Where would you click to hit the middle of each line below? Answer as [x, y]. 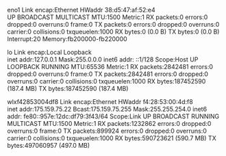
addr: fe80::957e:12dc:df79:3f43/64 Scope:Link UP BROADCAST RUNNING [113, 116]
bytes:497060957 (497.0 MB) [49, 145]
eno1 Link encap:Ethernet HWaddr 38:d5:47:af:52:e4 [81, 10]
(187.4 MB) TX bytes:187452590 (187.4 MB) [68, 89]
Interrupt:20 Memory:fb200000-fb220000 [67, 39]
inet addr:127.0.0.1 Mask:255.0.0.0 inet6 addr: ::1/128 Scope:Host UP [103, 60]
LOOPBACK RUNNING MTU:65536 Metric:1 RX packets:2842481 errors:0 [110, 67]
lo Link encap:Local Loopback [50, 52]
